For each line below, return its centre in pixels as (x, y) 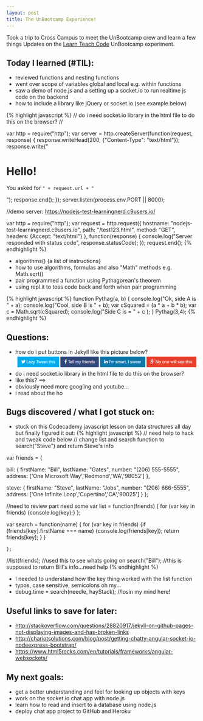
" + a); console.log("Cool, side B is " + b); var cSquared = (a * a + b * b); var (101, 305)
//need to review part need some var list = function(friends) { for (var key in (101, 506)
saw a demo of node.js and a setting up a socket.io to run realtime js (101, 91)
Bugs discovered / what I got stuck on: (81, 412)
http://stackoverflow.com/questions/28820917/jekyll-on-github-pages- (104, 626)
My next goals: (35, 677)
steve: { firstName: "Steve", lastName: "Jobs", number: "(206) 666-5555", (98, 488)
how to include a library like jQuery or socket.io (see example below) (101, 104)
